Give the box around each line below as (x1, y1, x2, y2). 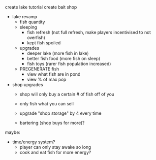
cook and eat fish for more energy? (19, 150, 91, 155)
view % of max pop (27, 76, 66, 82)
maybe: (5, 129, 21, 135)
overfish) (27, 34, 46, 40)
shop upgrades (12, 82, 43, 88)
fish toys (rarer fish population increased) (27, 61, 111, 66)
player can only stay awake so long (19, 144, 91, 150)
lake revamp (12, 14, 37, 19)
